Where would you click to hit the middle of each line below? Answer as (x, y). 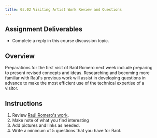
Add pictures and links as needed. (46, 125)
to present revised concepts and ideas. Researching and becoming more (77, 73)
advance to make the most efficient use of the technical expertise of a (75, 83)
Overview (20, 56)
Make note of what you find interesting (50, 120)
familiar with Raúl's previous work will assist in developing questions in (75, 78)
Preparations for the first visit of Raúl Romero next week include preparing (79, 68)
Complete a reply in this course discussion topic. (61, 41)
